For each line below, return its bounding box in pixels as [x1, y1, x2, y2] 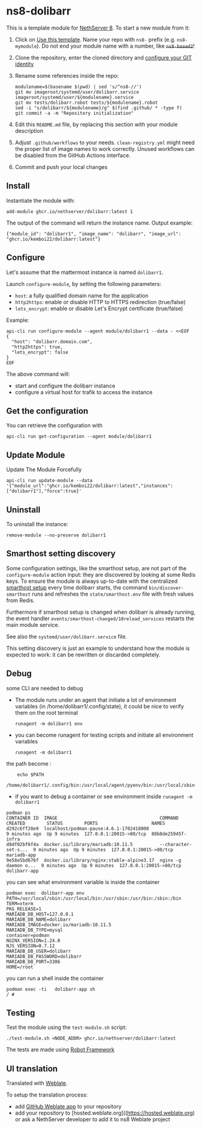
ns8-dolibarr [6, 4, 71, 18]
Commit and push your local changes [14, 163, 108, 170]
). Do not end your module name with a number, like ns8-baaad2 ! [37, 42, 195, 49]
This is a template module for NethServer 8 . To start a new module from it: [6, 24, 191, 31]
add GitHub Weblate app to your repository [14, 1103, 122, 1110]
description [14, 127, 43, 134]
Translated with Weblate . [6, 1080, 68, 1087]
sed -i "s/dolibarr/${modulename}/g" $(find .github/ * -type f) [14, 104, 182, 111]
